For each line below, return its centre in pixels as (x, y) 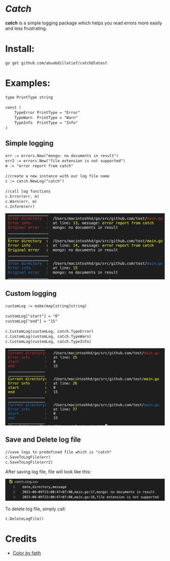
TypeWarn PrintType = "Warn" (46, 117)
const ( (13, 107)
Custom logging (31, 293)
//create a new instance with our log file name (57, 176)
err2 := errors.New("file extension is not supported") (65, 161)
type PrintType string (29, 97)
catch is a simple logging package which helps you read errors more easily (84, 23)
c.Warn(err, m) (21, 201)
